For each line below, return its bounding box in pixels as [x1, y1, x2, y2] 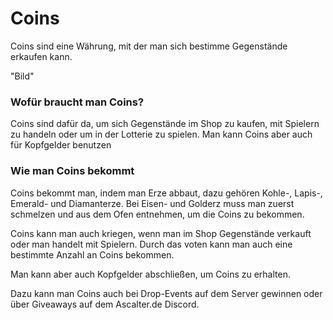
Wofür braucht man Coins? [10, 95, 145, 109]
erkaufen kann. [10, 50, 73, 62]
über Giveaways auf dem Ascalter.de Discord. [10, 298, 200, 310]
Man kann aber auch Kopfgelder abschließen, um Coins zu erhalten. [10, 268, 291, 280]
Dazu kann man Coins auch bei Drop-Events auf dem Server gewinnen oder [10, 287, 323, 299]
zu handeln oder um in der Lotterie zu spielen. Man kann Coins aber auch [10, 128, 313, 141]
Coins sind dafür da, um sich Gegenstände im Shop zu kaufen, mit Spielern [10, 118, 320, 130]
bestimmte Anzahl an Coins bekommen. [10, 248, 175, 261]
